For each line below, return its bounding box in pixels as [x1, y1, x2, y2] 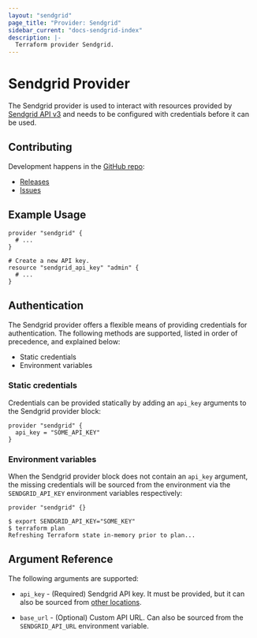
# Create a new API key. [8, 257, 90, 265]
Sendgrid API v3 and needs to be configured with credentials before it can [8, 110, 250, 119]
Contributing [8, 141, 73, 154]
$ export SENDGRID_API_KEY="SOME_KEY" [8, 518, 136, 526]
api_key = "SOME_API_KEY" [15, 428, 101, 437]
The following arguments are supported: [8, 573, 140, 583]
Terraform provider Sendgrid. [15, 41, 114, 49]
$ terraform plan [8, 524, 65, 533]
